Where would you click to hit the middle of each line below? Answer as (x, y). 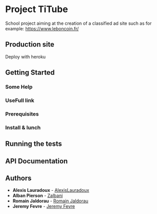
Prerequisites (22, 114)
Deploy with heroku (25, 57)
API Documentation (37, 161)
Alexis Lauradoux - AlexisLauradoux (51, 190)
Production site (30, 45)
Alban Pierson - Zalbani (38, 196)
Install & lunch (23, 127)
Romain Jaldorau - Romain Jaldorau (50, 201)
